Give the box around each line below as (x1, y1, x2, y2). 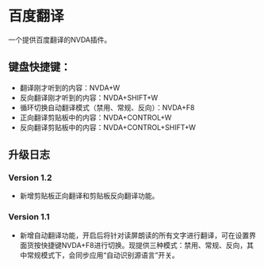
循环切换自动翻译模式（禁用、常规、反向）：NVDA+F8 (19, 102, 196, 112)
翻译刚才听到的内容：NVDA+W (19, 82, 121, 92)
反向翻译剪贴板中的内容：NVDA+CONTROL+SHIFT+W (19, 122, 197, 132)
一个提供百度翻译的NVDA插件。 (8, 35, 112, 44)
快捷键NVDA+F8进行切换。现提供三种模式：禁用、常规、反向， (40, 240, 247, 250)
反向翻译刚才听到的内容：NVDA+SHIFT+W (19, 93, 159, 102)
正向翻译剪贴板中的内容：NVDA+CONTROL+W (19, 113, 172, 122)
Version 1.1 (8, 212, 50, 223)
